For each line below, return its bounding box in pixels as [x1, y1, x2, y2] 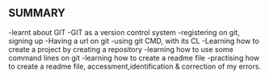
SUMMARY [8, 6, 66, 20]
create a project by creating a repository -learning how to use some [8, 44, 234, 54]
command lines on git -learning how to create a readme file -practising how [8, 53, 260, 62]
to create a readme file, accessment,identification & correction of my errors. [8, 61, 261, 71]
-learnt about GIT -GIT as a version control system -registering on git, [8, 27, 240, 37]
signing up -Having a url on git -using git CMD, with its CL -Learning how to [8, 36, 260, 45]
